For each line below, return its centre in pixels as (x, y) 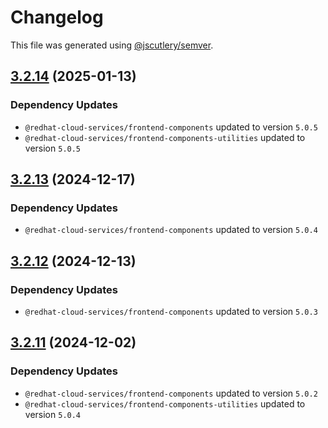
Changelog (57, 17)
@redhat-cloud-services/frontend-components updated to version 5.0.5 (171, 127)
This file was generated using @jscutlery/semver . (112, 45)
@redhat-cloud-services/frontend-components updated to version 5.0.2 (171, 393)
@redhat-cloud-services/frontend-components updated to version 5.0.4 (171, 230)
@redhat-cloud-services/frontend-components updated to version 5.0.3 (171, 311)
